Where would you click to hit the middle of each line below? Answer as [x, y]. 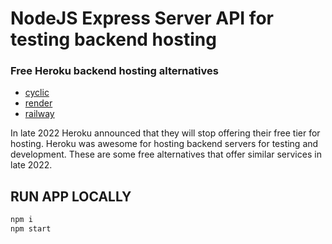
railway [39, 114]
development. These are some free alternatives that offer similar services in [166, 154]
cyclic [37, 93]
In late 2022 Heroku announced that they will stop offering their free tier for [165, 133]
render [38, 103]
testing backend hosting [113, 39]
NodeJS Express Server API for [142, 18]
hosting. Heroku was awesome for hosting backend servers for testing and [164, 144]
